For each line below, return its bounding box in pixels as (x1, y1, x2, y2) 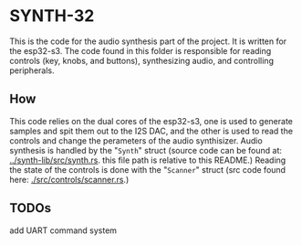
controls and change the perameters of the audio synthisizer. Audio (9, 134, 263, 146)
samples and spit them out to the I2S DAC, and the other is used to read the (9, 125, 294, 136)
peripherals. (9, 65, 55, 76)
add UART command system (9, 225, 117, 236)
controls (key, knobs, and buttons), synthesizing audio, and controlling (9, 55, 274, 66)
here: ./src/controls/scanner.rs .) (9, 174, 130, 185)
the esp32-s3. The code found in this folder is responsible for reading (9, 45, 272, 56)
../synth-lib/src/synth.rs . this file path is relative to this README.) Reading (9, 154, 286, 165)
